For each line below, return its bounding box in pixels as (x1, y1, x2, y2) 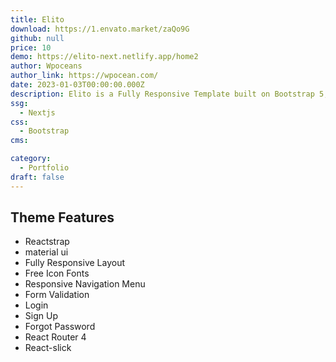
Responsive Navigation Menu (24, 278, 146, 290)
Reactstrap (24, 236, 70, 248)
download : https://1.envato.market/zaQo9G (10, 24, 190, 34)
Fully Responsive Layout (24, 257, 126, 269)
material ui (24, 246, 69, 258)
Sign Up (24, 310, 58, 322)
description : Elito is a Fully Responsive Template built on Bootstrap (10, 89, 315, 99)
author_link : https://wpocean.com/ (10, 71, 159, 81)
